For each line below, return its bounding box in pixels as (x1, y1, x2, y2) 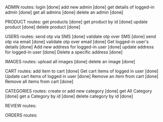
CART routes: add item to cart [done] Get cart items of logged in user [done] (5, 68, 159, 74)
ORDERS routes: (5, 112, 38, 118)
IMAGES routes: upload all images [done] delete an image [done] (5, 59, 135, 64)
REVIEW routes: (5, 103, 37, 108)
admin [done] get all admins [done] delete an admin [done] (5, 9, 123, 15)
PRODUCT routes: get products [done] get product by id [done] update (5, 19, 148, 24)
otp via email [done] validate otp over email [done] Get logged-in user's (5, 39, 149, 45)
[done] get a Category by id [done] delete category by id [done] (5, 93, 133, 99)
